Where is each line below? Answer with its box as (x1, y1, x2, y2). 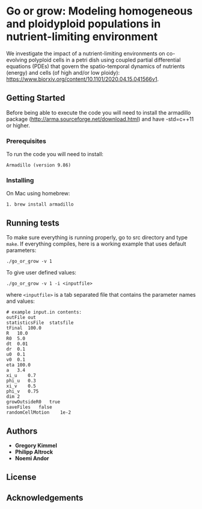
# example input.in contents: (6, 309, 82, 315)
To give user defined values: (6, 269, 77, 276)
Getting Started (6, 93, 66, 103)
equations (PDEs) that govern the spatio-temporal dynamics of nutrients (6, 62, 185, 70)
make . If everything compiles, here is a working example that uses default (6, 240, 186, 248)
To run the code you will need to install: (6, 151, 104, 158)
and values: (6, 297, 35, 305)
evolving (6, 56, 28, 63)
